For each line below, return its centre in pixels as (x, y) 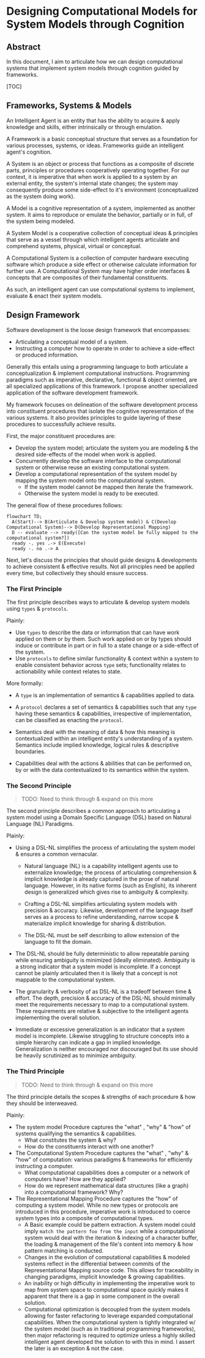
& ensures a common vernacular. (57, 854)
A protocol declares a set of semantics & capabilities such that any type (106, 707)
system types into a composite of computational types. (84, 1218)
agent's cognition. (29, 152)
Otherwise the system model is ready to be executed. (91, 493)
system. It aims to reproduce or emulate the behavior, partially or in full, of (100, 214)
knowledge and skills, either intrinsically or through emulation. (84, 127)
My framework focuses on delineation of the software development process (102, 404)
